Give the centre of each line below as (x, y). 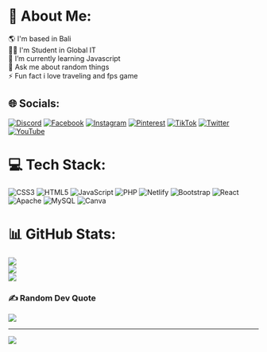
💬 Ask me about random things (59, 67)
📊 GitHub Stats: (62, 234)
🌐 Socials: (34, 103)
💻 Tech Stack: (57, 165)
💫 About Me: (50, 16)
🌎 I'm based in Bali (40, 38)
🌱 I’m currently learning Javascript (64, 58)
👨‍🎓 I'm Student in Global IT (52, 50)
